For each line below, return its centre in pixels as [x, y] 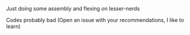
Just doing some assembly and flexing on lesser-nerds [73, 9]
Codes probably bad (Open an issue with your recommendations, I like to [95, 20]
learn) [13, 26]
